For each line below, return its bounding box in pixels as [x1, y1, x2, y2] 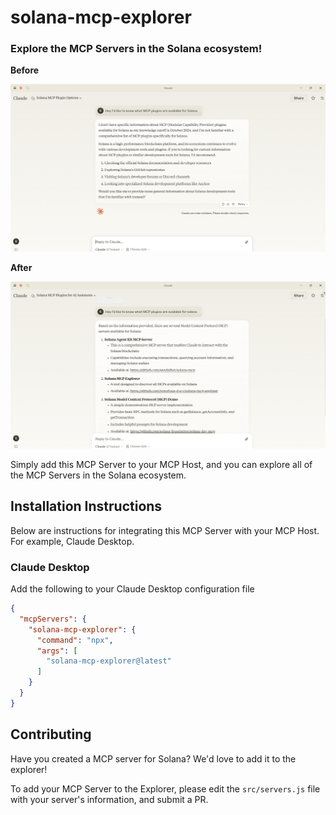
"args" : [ [36, 646, 78, 656]
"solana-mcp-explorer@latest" [46, 656, 172, 666]
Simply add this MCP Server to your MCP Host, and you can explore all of [10, 458, 313, 470]
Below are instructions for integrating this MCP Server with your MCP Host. [10, 524, 320, 536]
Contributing [10, 726, 92, 743]
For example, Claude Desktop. [10, 535, 135, 547]
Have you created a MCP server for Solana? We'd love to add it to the [10, 752, 297, 765]
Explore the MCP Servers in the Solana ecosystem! [10, 42, 263, 56]
